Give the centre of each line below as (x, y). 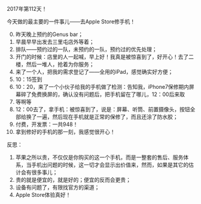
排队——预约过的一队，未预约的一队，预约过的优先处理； (86, 49)
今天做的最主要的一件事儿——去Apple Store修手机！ (71, 22)
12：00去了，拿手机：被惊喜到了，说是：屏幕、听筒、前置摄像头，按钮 (103, 109)
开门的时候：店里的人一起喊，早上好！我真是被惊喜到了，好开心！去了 (102, 57)
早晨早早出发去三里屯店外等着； (55, 42)
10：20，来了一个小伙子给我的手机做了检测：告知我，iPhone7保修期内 (102, 87)
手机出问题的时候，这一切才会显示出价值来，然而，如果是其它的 (110, 165)
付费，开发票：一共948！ (47, 124)
